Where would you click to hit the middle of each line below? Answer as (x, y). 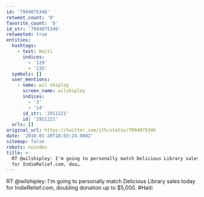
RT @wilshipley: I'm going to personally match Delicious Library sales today (101, 181)
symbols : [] (27, 74)
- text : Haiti (35, 52)
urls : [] (23, 125)
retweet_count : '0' (31, 18)
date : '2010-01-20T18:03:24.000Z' (50, 136)
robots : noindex (27, 147)
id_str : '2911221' (46, 113)
